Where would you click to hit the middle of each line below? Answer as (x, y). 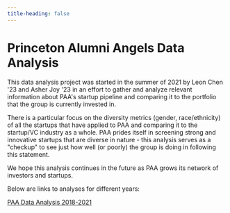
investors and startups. (40, 175)
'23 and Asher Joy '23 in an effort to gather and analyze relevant (100, 89)
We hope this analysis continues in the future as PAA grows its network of (113, 168)
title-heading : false (39, 14)
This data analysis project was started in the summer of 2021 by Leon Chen (115, 82)
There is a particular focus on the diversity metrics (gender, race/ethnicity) (114, 117)
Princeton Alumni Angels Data (96, 48)
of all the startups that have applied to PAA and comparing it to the (102, 125)
